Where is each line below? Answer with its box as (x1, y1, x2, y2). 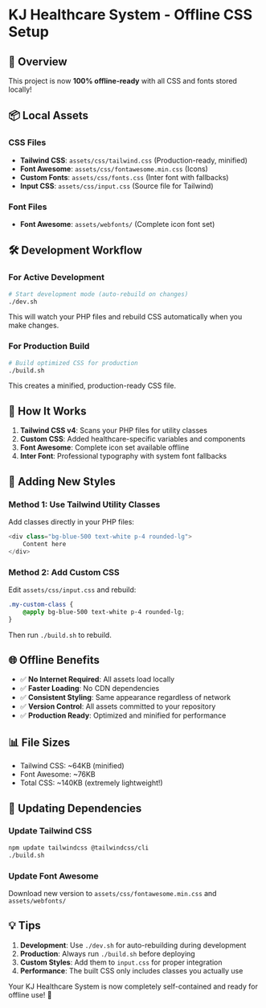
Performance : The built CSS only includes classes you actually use (19, 965, 243, 975)
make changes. (8, 320, 59, 331)
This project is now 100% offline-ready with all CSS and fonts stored (8, 76, 237, 85)
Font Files (8, 201, 47, 212)
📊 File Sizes (8, 735, 71, 749)
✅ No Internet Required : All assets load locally (19, 674, 175, 685)
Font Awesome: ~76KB (19, 770, 96, 780)
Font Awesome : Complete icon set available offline (19, 442, 190, 452)
